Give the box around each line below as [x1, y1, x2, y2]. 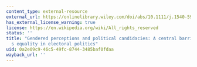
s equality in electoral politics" [11, 41, 98, 47]
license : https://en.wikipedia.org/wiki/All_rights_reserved [6, 24, 159, 31]
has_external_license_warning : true [6, 19, 96, 25]
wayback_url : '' [6, 52, 46, 58]
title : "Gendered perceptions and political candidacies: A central [6, 36, 177, 41]
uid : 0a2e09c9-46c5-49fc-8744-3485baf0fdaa [6, 47, 114, 52]
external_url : [6, 14, 41, 20]
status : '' [6, 30, 33, 36]
